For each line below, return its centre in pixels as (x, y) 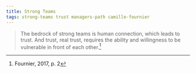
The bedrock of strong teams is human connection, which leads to (100, 33)
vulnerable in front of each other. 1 (61, 46)
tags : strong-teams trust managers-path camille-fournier (78, 17)
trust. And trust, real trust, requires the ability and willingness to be (100, 40)
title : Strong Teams (31, 11)
